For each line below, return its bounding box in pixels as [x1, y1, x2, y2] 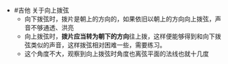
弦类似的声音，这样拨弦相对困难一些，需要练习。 [24, 41, 166, 49]
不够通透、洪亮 [30, 24, 74, 31]
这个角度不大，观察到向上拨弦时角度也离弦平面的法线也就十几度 [24, 49, 209, 58]
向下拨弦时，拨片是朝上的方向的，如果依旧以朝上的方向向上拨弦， [24, 15, 215, 23]
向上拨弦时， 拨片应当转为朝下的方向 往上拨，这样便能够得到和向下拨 [24, 32, 222, 40]
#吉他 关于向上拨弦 [13, 6, 69, 14]
